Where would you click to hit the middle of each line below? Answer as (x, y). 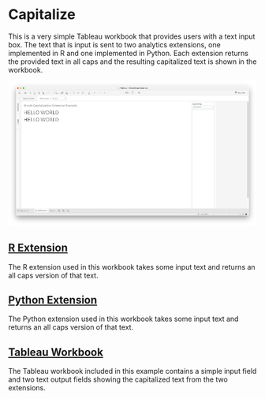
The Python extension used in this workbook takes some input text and (123, 319)
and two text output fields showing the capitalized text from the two (118, 379)
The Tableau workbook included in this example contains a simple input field (132, 371)
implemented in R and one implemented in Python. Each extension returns (128, 53)
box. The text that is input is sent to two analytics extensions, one (114, 44)
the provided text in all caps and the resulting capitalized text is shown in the (132, 62)
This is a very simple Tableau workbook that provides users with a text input (132, 36)
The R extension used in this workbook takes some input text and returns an (132, 267)
